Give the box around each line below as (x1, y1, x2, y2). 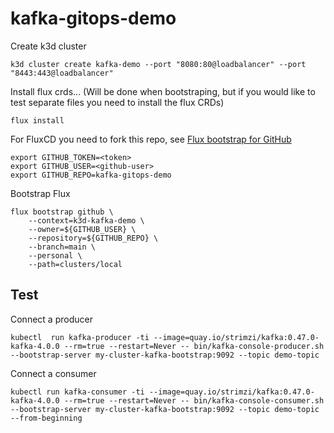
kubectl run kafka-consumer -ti (10, 387, 145, 397)
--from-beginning (10, 413, 83, 423)
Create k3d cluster (10, 40, 87, 52)
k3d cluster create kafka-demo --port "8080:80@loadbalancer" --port (10, 59, 307, 69)
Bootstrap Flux (10, 187, 71, 199)
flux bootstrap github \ (10, 207, 114, 217)
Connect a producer (10, 313, 93, 325)
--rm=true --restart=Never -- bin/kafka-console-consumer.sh (63, 395, 325, 406)
